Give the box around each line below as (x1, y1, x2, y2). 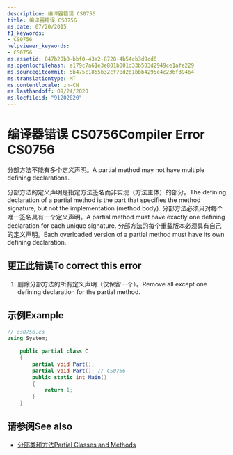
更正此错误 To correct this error (7, 260, 142, 272)
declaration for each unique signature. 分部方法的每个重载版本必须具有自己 (7, 221, 222, 230)
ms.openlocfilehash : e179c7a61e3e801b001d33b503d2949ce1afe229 (7, 62, 195, 69)
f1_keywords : (7, 29, 45, 37)
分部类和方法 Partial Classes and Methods (17, 440, 136, 449)
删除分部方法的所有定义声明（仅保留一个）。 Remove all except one (17, 279, 207, 288)
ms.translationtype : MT (7, 75, 77, 82)
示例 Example (7, 309, 64, 321)
